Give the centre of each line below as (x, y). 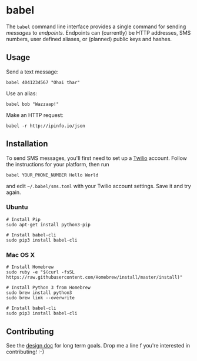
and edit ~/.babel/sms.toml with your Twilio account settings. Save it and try (98, 186)
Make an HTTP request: (35, 115)
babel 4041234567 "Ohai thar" (43, 82)
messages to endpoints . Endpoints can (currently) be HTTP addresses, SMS (98, 32)
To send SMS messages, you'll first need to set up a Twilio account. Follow (96, 158)
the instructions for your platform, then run (58, 164)
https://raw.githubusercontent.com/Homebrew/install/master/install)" (94, 278)
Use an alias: (21, 93)
